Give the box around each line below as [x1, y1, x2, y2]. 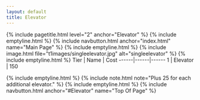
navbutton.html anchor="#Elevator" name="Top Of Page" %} [6, 87, 157, 94]
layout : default [6, 8, 47, 15]
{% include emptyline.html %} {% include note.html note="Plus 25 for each [6, 74, 191, 81]
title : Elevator [6, 14, 47, 20]
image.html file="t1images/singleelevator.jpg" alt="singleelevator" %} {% [6, 50, 186, 57]
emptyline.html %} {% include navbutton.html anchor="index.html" [6, 37, 171, 44]
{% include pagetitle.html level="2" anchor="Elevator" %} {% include [6, 31, 177, 38]
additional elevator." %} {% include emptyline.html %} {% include [6, 80, 167, 87]
